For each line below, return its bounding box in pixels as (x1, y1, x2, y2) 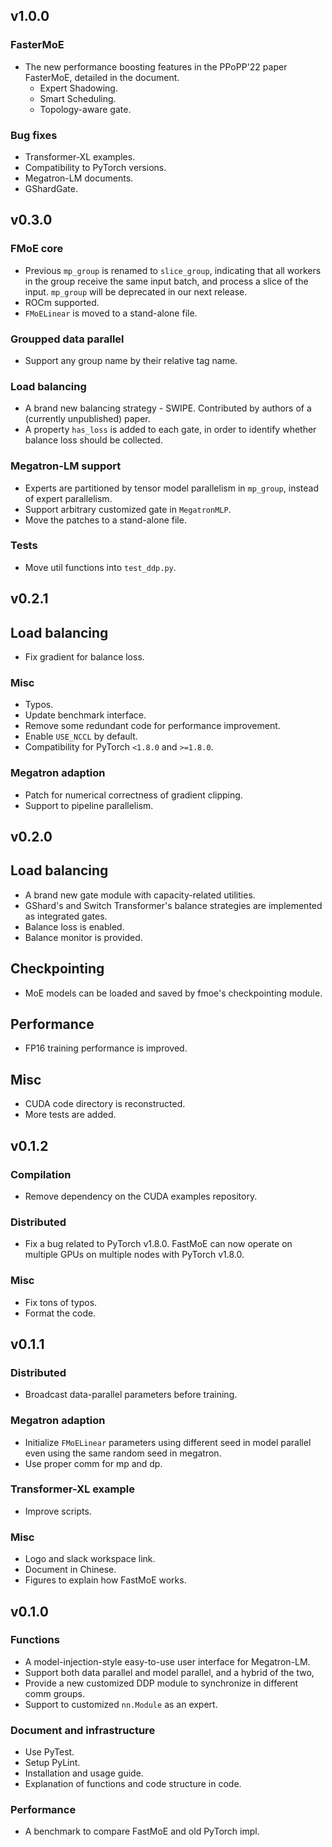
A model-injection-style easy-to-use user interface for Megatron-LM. (24, 1655, 311, 1668)
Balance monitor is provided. (24, 931, 143, 943)
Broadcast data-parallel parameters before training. (24, 1389, 238, 1401)
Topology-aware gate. (39, 103, 132, 115)
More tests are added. (24, 1109, 117, 1121)
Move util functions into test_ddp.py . (24, 561, 177, 573)
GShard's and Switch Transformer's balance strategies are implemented (24, 899, 323, 911)
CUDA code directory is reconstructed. (24, 1098, 186, 1110)
